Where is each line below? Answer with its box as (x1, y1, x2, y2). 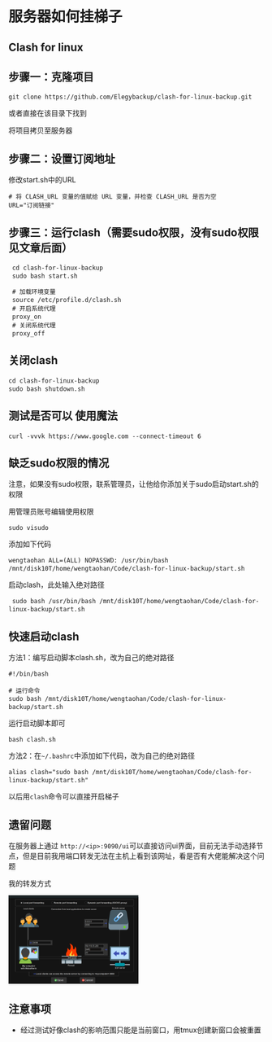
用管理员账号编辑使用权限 (8, 506, 94, 517)
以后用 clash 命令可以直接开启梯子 (8, 791, 119, 802)
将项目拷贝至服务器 (8, 125, 73, 135)
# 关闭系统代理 (11, 322, 56, 330)
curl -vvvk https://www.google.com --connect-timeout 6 (8, 432, 201, 440)
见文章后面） (8, 241, 73, 255)
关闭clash (8, 353, 58, 367)
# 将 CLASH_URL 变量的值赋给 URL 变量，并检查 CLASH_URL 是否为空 (8, 193, 217, 201)
